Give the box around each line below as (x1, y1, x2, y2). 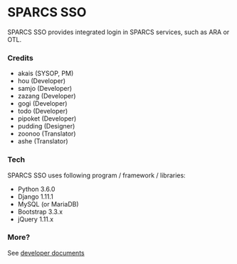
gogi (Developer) (17, 99, 68, 108)
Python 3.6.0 (17, 185, 56, 193)
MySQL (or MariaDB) (17, 199, 80, 208)
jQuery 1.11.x (17, 214, 54, 224)
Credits (7, 53, 33, 62)
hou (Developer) (17, 77, 66, 85)
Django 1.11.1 (17, 192, 53, 201)
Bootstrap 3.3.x (17, 207, 63, 216)
